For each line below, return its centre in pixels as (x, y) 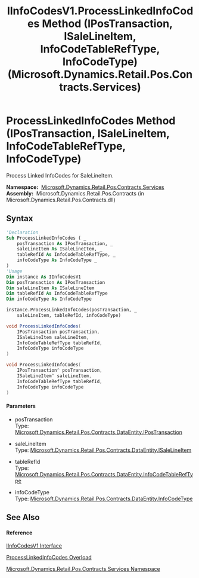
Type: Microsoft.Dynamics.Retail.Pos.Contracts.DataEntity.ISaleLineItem (103, 450)
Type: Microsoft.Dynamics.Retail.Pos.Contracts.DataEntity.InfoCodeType (104, 499)
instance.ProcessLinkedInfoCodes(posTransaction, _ (71, 310)
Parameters (21, 406)
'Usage (14, 271)
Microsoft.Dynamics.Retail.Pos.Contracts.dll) (61, 200)
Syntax (20, 218)
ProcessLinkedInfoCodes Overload (49, 558)
